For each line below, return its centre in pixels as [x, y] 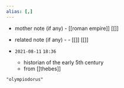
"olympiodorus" [25, 79]
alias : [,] [19, 11]
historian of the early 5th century [63, 62]
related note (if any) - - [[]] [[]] [51, 39]
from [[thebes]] [42, 69]
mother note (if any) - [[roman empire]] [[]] [67, 28]
